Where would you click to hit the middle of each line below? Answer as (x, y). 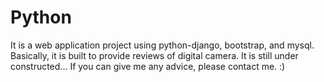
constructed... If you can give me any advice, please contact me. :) (148, 66)
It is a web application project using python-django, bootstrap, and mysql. (162, 45)
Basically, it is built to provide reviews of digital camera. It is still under (154, 55)
